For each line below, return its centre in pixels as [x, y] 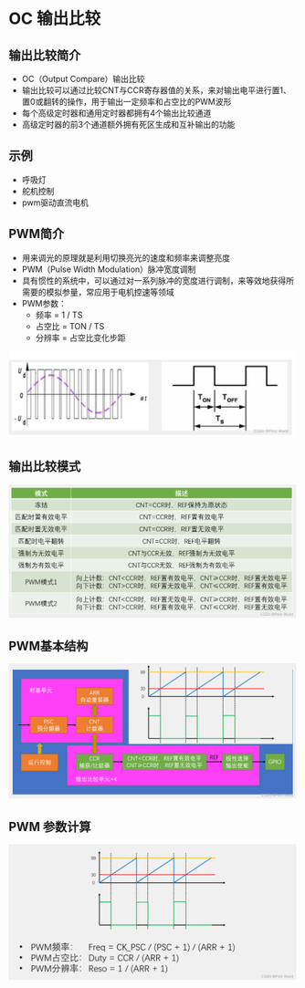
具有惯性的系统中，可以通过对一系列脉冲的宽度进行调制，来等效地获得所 [158, 280]
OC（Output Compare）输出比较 [83, 79]
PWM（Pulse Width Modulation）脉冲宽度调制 [109, 269]
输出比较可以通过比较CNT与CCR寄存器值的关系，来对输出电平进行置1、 [156, 90]
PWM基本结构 [48, 645]
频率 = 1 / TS [59, 315]
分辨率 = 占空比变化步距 [80, 338]
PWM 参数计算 [50, 827]
